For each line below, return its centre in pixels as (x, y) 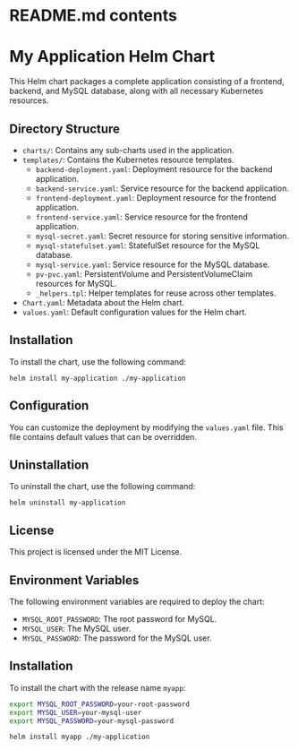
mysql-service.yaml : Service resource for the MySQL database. (153, 264)
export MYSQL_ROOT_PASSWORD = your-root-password (100, 704)
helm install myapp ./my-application (80, 737)
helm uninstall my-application (68, 503)
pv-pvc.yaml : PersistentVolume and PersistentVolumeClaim (144, 273)
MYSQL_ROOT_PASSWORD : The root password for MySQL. (119, 619)
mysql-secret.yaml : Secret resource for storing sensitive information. (162, 236)
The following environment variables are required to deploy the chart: (137, 602)
